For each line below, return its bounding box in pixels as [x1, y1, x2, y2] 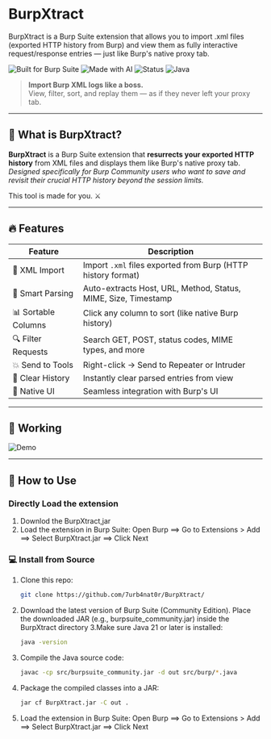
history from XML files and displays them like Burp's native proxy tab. [8, 158, 240, 168]
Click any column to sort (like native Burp [83, 307, 239, 319]
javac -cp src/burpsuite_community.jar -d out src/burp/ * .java [19, 669, 238, 677]
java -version [19, 638, 68, 646]
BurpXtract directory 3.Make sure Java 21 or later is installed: [19, 623, 223, 633]
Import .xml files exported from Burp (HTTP [83, 259, 248, 270]
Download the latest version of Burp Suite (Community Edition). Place [19, 606, 252, 616]
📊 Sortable [12, 306, 55, 317]
